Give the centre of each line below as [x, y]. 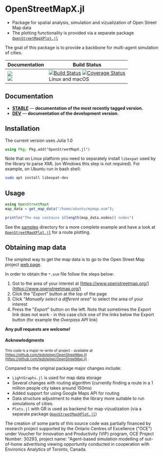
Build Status [87, 64]
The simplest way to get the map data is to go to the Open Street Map [75, 259]
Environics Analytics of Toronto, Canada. [46, 449]
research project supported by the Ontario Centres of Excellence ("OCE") [79, 428]
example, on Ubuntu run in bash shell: [43, 169]
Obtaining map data [36, 248]
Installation [22, 129]
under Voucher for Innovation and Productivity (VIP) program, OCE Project [80, 434]
